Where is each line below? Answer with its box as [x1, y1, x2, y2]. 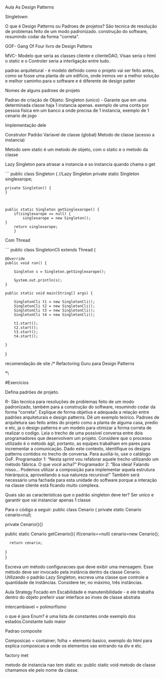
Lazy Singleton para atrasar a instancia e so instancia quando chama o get [5, 161, 156, 167]
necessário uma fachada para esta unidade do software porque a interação [5, 477, 157, 483]
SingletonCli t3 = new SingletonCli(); [14, 308, 95, 313]
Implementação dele [5, 123, 47, 128]
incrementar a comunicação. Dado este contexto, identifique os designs [5, 446, 151, 452]
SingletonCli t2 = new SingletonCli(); [14, 304, 95, 308]
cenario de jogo [5, 113, 37, 119]
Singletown [5, 14, 28, 19]
